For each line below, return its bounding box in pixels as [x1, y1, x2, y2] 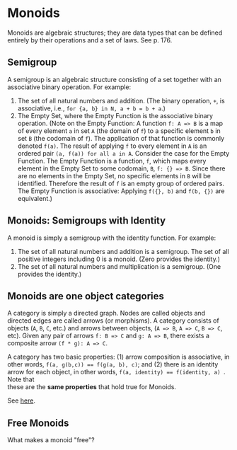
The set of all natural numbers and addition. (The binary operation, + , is [17, 96, 225, 105]
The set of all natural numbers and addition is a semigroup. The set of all [17, 247, 229, 255]
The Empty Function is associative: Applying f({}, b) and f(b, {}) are [17, 186, 225, 195]
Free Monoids [7, 417, 69, 429]
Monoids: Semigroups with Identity [7, 214, 166, 227]
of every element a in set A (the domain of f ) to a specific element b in [17, 126, 221, 135]
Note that [7, 375, 35, 383]
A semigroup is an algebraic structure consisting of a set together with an [7, 75, 221, 83]
